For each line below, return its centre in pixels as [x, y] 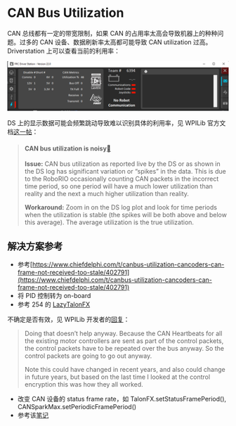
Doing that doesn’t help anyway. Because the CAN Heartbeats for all [123, 334]
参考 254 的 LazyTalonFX [54, 304]
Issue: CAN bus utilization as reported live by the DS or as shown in [123, 164]
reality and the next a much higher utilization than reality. [107, 194]
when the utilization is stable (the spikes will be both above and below [125, 215]
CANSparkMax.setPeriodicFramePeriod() [77, 407]
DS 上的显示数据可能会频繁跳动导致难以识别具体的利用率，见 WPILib [106, 123]
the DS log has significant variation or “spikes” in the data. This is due [125, 172]
